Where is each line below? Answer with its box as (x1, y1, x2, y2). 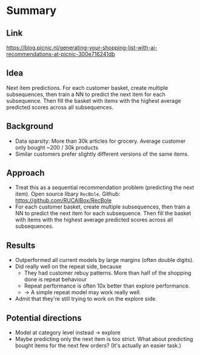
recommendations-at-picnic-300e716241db (6, 50, 115, 58)
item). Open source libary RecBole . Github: (15, 190, 121, 198)
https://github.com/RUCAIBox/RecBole (15, 197, 112, 204)
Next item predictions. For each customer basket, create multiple (6, 84, 168, 91)
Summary (6, 4, 56, 18)
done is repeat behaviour (24, 276, 87, 283)
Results (6, 240, 36, 250)
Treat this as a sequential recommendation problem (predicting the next (15, 184, 195, 191)
